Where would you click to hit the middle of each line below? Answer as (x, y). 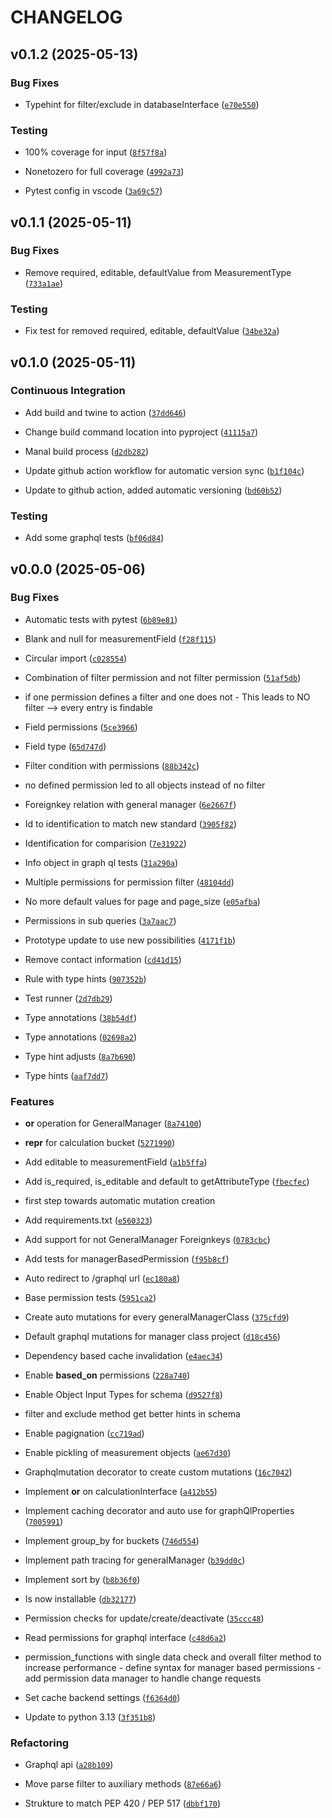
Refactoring (40, 1743)
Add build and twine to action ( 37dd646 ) (105, 412)
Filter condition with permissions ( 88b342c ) (112, 765)
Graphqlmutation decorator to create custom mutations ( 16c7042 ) (158, 1472)
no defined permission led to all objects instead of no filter (145, 785)
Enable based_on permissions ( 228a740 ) (107, 1375)
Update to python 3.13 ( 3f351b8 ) (90, 1717)
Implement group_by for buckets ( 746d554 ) (112, 1541)
